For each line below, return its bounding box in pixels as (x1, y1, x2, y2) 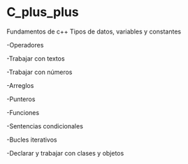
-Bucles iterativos (6, 135, 57, 144)
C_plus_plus (6, 4, 79, 20)
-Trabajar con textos (6, 54, 65, 63)
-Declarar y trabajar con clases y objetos (6, 149, 124, 157)
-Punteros (6, 95, 36, 103)
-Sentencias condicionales (6, 121, 83, 130)
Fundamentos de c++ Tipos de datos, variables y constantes (6, 27, 182, 36)
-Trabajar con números (6, 68, 73, 76)
